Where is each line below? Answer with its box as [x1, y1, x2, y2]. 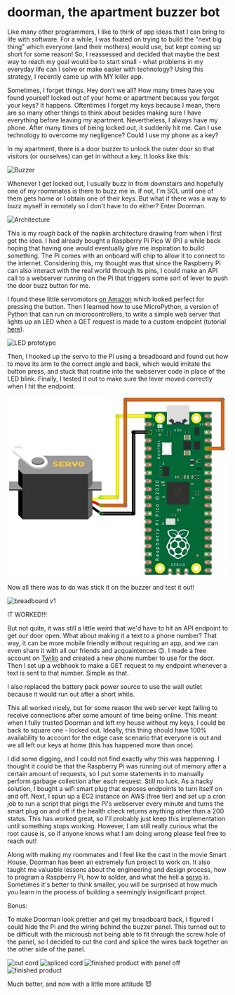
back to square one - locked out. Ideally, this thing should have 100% [7, 726, 207, 735]
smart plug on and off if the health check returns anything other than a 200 [7, 807, 224, 816]
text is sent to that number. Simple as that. [7, 669, 129, 678]
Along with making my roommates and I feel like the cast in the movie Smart [7, 851, 227, 859]
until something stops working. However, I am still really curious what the [7, 822, 218, 830]
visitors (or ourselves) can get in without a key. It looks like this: [7, 152, 191, 160]
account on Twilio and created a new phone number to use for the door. [7, 654, 215, 662]
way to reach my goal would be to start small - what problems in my [7, 57, 203, 65]
